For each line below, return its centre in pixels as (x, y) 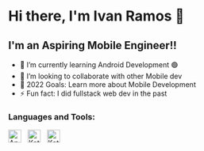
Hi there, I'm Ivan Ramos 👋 (96, 16)
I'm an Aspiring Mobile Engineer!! (92, 45)
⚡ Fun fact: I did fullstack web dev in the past (93, 93)
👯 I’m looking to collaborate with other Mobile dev (101, 76)
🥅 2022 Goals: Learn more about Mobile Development (108, 85)
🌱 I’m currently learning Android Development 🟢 (99, 65)
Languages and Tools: (52, 116)
